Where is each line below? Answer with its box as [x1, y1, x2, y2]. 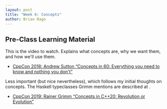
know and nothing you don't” [12, 68, 73, 75]
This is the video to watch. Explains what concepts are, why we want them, [5, 48, 161, 54]
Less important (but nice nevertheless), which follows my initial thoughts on [5, 78, 162, 84]
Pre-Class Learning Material [5, 35, 96, 43]
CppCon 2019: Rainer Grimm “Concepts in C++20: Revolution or [12, 93, 145, 99]
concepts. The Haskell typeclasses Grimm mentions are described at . [5, 83, 151, 90]
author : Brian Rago [5, 16, 46, 21]
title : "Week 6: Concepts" [5, 12, 62, 17]
